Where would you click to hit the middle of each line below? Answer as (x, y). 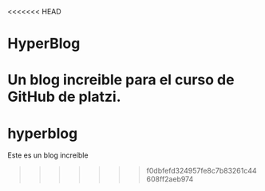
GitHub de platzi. (64, 97)
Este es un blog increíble (48, 155)
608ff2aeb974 (170, 179)
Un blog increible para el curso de (121, 80)
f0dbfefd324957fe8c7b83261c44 (202, 171)
